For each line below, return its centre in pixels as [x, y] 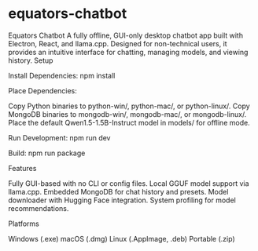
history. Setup [31, 60]
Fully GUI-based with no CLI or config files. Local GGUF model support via [129, 183]
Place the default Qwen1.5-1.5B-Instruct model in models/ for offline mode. [129, 122]
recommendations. [39, 208]
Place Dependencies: [42, 90]
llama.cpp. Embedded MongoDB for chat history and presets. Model [118, 191]
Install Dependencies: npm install [62, 75]
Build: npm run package [47, 153]
